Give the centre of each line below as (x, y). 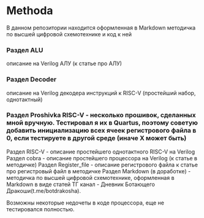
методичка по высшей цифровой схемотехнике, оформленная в (90, 177)
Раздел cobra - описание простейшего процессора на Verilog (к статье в (102, 158)
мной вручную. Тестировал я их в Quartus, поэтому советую (102, 123)
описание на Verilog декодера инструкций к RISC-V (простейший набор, (101, 93)
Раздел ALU (25, 50)
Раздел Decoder (32, 79)
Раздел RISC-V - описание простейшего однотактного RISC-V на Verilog (101, 152)
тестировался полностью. (40, 209)
